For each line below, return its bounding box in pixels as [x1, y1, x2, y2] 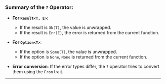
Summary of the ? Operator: [5, 4, 73, 11]
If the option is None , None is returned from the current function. [19, 54, 148, 60]
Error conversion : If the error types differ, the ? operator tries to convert [12, 63, 160, 70]
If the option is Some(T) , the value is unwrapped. [19, 49, 117, 55]
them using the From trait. [12, 69, 64, 75]
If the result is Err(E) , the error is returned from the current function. [19, 30, 160, 36]
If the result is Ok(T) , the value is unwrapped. [19, 25, 112, 30]
